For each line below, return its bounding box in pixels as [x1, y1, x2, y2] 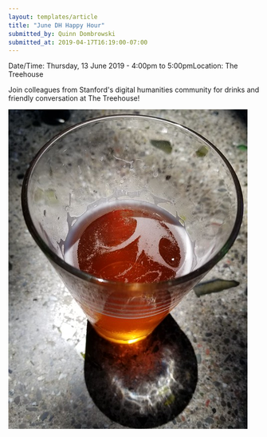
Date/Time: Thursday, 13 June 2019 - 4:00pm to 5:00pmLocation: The [8, 61, 238, 71]
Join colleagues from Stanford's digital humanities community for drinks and [8, 85, 260, 95]
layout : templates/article [8, 13, 98, 21]
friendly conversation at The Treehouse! [8, 93, 140, 103]
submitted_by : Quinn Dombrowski [8, 30, 116, 38]
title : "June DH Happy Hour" [8, 21, 105, 30]
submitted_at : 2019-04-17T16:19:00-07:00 [8, 38, 148, 46]
